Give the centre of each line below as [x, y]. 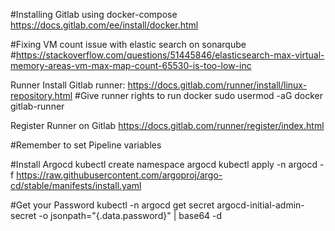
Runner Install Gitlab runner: [68, 85]
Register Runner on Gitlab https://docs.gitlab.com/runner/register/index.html [167, 125]
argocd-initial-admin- [260, 205]
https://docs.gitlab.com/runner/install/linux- [217, 85]
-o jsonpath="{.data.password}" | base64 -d [130, 215]
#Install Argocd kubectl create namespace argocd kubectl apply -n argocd [164, 164]
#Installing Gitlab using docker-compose [94, 14]
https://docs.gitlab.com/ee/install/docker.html [104, 25]
